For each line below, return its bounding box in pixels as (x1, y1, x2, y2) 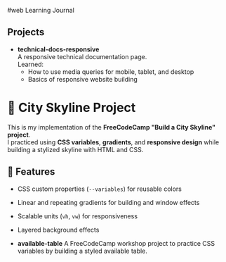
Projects (7, 26, 45, 38)
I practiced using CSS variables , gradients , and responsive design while (7, 137, 220, 146)
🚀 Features (7, 166, 55, 178)
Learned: (17, 60, 44, 68)
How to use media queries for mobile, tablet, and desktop (27, 67, 194, 76)
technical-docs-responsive (17, 45, 100, 54)
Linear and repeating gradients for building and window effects (17, 198, 200, 206)
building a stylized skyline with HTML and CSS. (7, 145, 144, 154)
